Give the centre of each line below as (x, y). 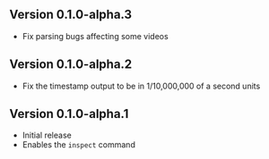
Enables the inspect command (79, 145)
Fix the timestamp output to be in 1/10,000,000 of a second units (141, 86)
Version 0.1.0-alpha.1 (69, 114)
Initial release (47, 135)
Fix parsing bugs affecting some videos (95, 36)
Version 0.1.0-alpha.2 (71, 65)
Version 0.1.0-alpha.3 (71, 15)
